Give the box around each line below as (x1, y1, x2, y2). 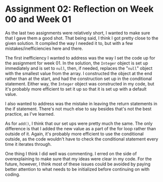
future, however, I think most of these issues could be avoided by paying (5, 161, 151, 167)
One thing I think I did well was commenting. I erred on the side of (5, 150, 137, 157)
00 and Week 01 (5, 14, 72, 25)
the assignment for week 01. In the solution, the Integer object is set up (5, 60, 148, 66)
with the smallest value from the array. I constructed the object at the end (5, 70, 152, 76)
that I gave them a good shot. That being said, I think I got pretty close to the (5, 35, 159, 41)
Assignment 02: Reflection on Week (5, 3, 154, 15)
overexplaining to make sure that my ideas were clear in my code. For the (5, 156, 152, 162)
